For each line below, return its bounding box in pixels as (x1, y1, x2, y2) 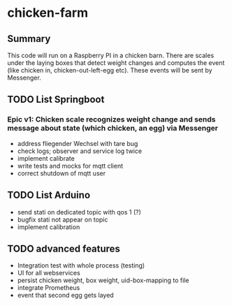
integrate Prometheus (17, 284, 80, 292)
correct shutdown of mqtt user (17, 169, 106, 177)
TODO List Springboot (7, 94, 105, 105)
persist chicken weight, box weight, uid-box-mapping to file (17, 276, 189, 284)
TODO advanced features (7, 242, 121, 254)
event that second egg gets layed (17, 291, 114, 300)
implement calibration (17, 222, 80, 231)
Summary (7, 33, 51, 45)
